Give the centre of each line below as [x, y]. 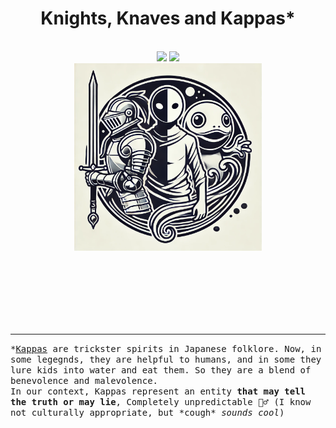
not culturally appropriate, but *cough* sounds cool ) [147, 412]
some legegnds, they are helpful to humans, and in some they [166, 359]
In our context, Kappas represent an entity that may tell [158, 391]
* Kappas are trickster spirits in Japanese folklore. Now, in [166, 348]
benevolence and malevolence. [84, 380]
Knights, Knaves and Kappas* [168, 18]
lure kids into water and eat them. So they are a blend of [161, 370]
